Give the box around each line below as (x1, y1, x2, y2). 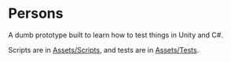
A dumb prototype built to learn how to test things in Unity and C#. (8, 30, 224, 40)
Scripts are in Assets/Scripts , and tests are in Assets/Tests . (8, 45, 200, 54)
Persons (8, 5, 64, 22)
